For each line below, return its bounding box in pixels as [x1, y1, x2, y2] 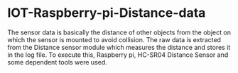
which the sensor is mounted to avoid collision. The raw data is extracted [7, 35, 222, 44]
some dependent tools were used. [7, 58, 108, 66]
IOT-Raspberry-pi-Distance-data [7, 5, 206, 21]
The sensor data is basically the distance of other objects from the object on [7, 28, 231, 36]
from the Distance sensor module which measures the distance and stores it [7, 43, 231, 51]
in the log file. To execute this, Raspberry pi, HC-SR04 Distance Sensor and [7, 51, 229, 59]
